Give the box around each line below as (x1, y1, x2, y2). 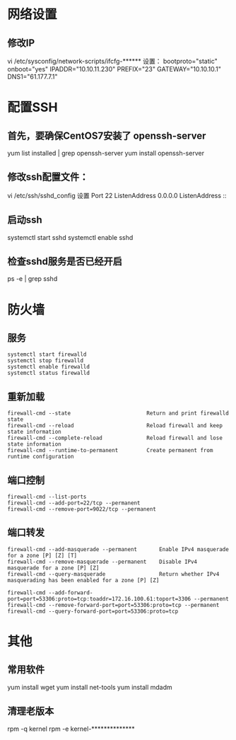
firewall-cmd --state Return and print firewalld (7, 410, 230, 417)
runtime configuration (7, 453, 74, 461)
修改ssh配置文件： (7, 171, 89, 183)
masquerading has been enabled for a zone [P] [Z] (7, 577, 160, 584)
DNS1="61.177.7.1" (7, 72, 58, 81)
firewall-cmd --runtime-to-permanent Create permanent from (7, 447, 213, 454)
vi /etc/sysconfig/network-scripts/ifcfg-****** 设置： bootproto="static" (7, 57, 218, 65)
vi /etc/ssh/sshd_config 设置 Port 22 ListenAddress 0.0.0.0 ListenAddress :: (7, 191, 227, 200)
